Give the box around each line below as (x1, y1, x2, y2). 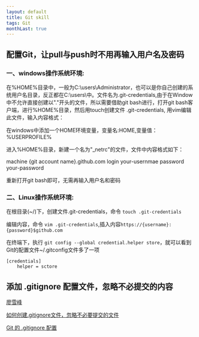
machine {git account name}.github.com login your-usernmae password (6, 158, 185, 165)
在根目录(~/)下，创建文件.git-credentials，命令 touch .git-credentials (6, 208, 182, 215)
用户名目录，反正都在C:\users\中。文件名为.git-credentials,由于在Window (11, 91, 193, 98)
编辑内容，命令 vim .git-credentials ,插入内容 (6, 221, 121, 228)
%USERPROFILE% (6, 133, 52, 140)
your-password (6, 164, 44, 172)
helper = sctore (17, 264, 58, 270)
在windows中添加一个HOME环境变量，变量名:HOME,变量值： (6, 126, 158, 134)
